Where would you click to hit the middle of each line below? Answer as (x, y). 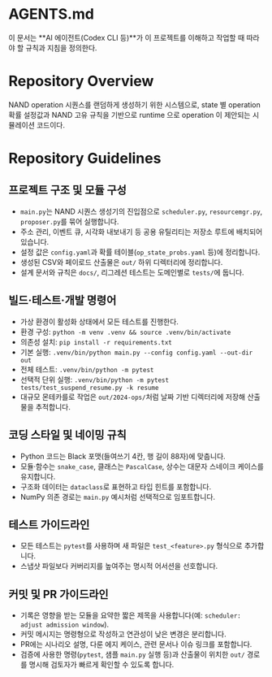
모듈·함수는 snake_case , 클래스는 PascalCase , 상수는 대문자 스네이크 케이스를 (142, 466)
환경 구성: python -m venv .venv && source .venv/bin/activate (125, 332)
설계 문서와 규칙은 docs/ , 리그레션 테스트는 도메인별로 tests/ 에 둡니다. (132, 272)
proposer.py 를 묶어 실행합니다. (69, 221)
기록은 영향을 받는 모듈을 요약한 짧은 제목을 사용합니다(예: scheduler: (131, 615)
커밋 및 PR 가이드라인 (58, 594)
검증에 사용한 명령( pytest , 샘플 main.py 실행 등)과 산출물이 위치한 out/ (132, 654)
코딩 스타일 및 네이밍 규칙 (68, 435)
